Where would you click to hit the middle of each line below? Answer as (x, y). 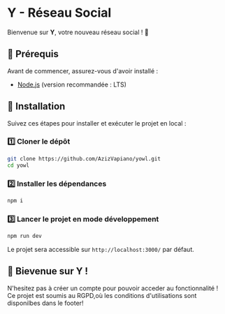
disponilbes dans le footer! (45, 303)
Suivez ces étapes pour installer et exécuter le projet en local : (97, 123)
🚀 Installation (36, 106)
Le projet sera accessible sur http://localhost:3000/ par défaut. (101, 249)
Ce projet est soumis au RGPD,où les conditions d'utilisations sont (102, 295)
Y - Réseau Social (59, 13)
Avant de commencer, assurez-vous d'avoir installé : (83, 70)
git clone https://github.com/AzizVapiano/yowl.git (84, 158)
